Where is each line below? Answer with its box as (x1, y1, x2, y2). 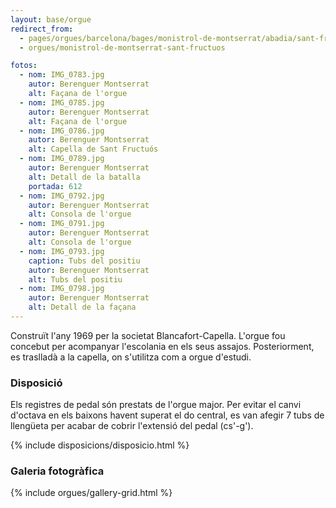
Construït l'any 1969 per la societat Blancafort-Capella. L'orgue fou (10, 329, 286, 341)
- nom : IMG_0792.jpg (19, 191, 105, 201)
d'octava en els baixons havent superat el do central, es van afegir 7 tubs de (10, 409, 325, 421)
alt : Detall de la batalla (28, 172, 141, 182)
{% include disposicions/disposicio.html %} (10, 439, 190, 451)
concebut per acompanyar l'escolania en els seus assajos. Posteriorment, (10, 340, 315, 352)
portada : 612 (28, 181, 83, 191)
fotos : (10, 61, 38, 71)
